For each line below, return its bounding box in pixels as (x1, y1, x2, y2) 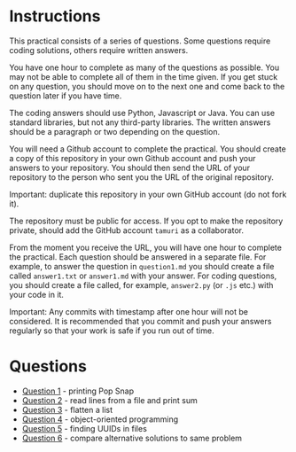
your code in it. (9, 289, 65, 300)
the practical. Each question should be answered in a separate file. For (9, 251, 267, 262)
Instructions (9, 6, 101, 27)
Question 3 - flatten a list (21, 404, 113, 415)
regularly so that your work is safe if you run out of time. (9, 325, 214, 336)
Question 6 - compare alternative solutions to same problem (21, 433, 242, 443)
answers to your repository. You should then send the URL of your (9, 162, 251, 173)
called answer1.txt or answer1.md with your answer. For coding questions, (9, 270, 277, 281)
